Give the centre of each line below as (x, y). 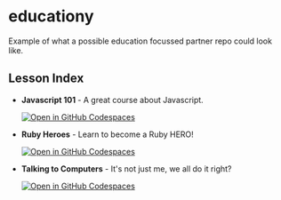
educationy (51, 16)
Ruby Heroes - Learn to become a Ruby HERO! (108, 134)
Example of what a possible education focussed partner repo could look (140, 41)
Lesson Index (46, 79)
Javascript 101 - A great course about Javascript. (112, 100)
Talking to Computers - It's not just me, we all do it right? (126, 168)
